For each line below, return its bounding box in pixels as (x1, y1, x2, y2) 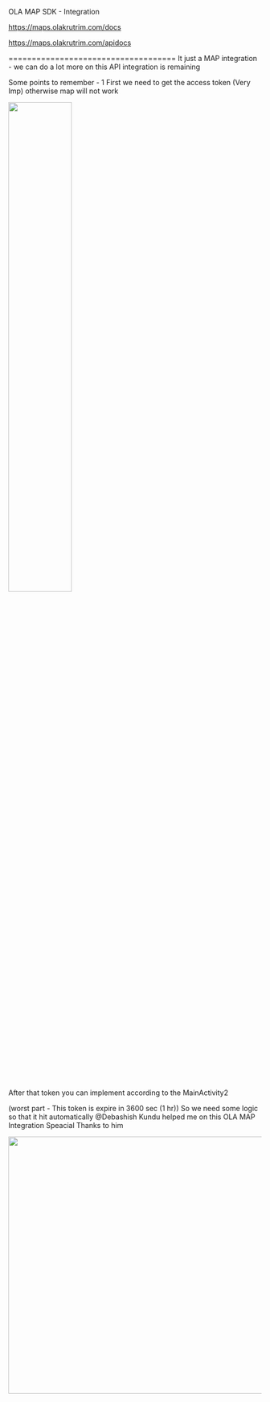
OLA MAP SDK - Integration (8, 7, 100, 16)
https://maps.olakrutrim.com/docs (8, 22, 122, 31)
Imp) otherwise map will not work (8, 86, 119, 96)
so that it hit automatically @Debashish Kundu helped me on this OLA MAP (8, 1112, 256, 1122)
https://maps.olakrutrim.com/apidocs (8, 38, 132, 47)
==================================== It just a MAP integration (8, 54, 258, 63)
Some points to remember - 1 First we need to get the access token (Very (8, 78, 251, 87)
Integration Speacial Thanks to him (8, 1121, 124, 1130)
